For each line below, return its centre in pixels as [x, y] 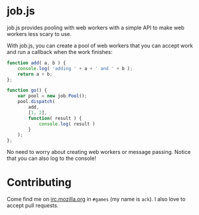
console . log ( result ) [67, 124]
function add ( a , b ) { [36, 63]
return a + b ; [35, 74]
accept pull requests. [33, 205]
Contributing [39, 182]
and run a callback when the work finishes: [60, 52]
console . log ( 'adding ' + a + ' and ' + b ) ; [75, 68]
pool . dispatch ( [36, 102]
